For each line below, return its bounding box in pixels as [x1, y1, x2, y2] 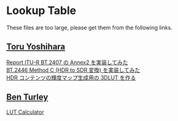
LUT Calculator [6, 108, 44, 116]
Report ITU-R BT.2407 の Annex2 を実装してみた [6, 59, 128, 66]
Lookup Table [6, 4, 76, 18]
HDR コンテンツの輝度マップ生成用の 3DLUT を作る [6, 74, 136, 81]
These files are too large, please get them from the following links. [6, 24, 173, 31]
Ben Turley [6, 92, 49, 103]
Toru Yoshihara [6, 42, 66, 52]
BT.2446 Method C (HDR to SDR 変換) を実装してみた [6, 66, 140, 73]
